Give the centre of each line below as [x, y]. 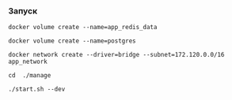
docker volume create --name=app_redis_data [83, 28]
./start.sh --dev [37, 89]
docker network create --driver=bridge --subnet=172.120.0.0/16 [116, 55]
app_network [28, 62]
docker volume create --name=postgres [72, 41]
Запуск [23, 11]
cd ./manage [30, 76]
